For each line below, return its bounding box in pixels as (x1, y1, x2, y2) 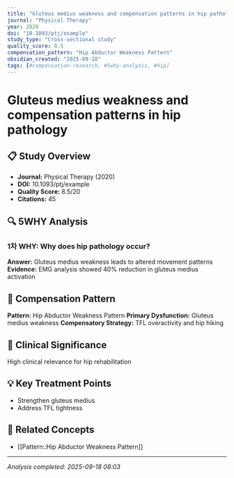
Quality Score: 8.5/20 (17, 187, 81, 195)
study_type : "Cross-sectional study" (7, 36, 117, 43)
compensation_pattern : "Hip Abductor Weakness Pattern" (7, 50, 173, 57)
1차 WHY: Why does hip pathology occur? (7, 241, 151, 251)
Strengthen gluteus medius (17, 396, 95, 405)
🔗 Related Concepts (7, 424, 95, 436)
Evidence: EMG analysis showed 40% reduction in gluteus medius (7, 265, 198, 274)
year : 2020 (7, 23, 39, 30)
